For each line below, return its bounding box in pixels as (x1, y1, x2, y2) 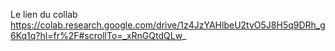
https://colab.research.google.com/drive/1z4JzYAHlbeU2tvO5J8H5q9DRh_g (10, 19, 326, 31)
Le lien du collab (10, 9, 78, 20)
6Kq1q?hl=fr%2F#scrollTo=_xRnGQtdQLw (10, 30, 183, 41)
